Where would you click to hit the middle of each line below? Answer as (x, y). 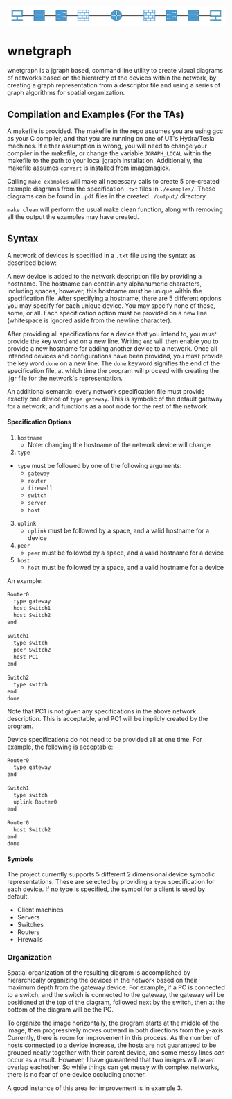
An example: (25, 581)
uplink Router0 (35, 802)
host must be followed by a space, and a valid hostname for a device (125, 568)
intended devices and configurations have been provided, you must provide (115, 356)
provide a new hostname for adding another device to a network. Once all (112, 348)
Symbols (20, 859)
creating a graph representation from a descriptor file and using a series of (114, 85)
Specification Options (39, 422)
